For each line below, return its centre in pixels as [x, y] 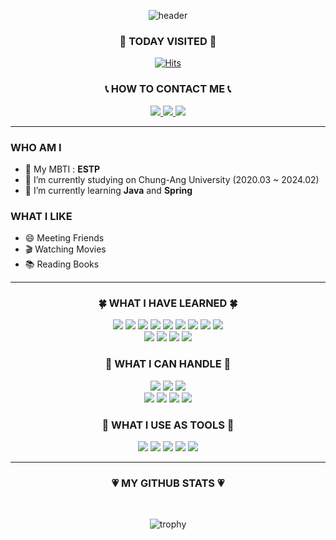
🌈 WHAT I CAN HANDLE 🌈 [168, 364]
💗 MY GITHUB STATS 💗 [168, 483]
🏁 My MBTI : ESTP [62, 169]
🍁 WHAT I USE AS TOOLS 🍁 [168, 425]
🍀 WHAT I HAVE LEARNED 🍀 [168, 303]
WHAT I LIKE [41, 216]
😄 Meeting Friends [64, 238]
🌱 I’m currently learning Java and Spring [108, 190]
